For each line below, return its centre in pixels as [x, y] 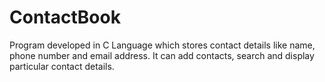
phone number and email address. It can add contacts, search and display [162, 55]
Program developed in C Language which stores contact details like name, [162, 45]
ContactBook [65, 17]
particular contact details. [62, 66]
